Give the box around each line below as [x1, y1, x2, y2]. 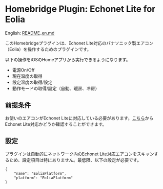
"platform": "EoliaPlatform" [14, 175, 73, 180]
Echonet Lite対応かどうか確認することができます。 [5, 121, 107, 127]
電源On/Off [12, 67, 35, 73]
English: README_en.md [5, 30, 55, 36]
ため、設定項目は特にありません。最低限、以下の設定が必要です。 [9, 157, 142, 163]
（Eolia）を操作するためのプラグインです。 [5, 46, 92, 52]
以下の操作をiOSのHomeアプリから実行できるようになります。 [5, 56, 131, 62]
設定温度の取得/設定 [12, 79, 53, 85]
